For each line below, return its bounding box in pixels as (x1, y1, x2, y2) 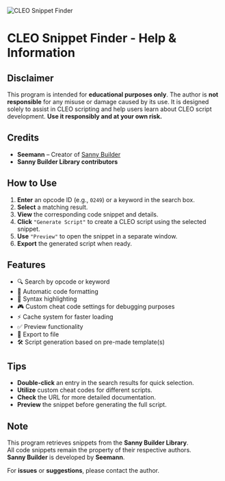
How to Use (7, 177, 57, 189)
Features (7, 259, 46, 271)
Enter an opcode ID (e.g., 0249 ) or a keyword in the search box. (16, 195, 195, 203)
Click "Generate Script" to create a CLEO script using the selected (16, 217, 207, 225)
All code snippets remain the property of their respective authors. (7, 446, 191, 454)
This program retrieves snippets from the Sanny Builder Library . (7, 439, 189, 447)
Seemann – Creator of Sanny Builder (16, 150, 121, 158)
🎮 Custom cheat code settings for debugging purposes (16, 302, 175, 311)
